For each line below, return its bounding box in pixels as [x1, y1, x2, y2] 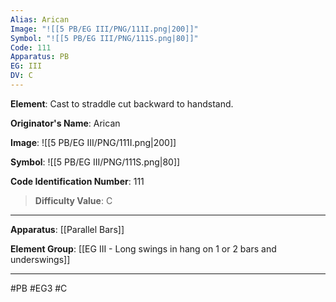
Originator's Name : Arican [10, 117, 121, 129]
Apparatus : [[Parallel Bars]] [10, 223, 125, 235]
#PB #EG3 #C [10, 282, 68, 294]
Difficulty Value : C [34, 194, 113, 206]
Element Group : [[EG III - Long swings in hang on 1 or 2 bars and [10, 242, 277, 255]
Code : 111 [10, 42, 52, 53]
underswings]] [10, 253, 71, 265]
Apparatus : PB [10, 52, 70, 62]
